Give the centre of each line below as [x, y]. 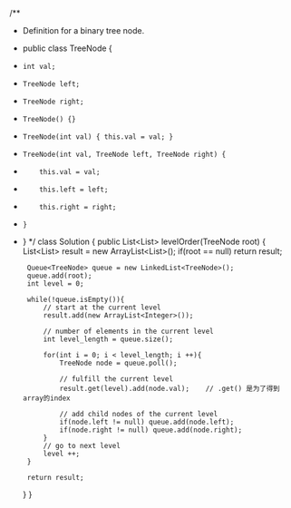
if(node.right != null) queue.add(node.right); [151, 430]
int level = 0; [55, 284]
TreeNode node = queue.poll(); [118, 363]
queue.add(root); [59, 276]
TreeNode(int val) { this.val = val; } [98, 137]
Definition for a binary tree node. [83, 30]
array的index [46, 398]
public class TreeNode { [68, 48]
